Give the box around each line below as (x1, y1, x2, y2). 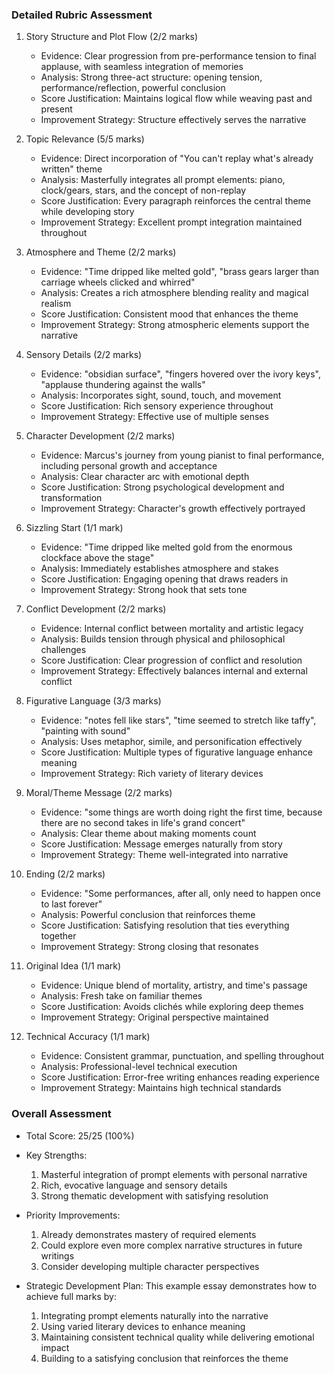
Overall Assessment (11, 1107, 112, 1121)
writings (40, 1249, 75, 1262)
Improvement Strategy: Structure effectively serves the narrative (40, 114, 307, 126)
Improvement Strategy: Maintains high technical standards (40, 1082, 282, 1094)
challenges (40, 644, 87, 656)
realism (40, 298, 72, 310)
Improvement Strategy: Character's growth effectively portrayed (40, 503, 306, 515)
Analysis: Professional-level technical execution (40, 1061, 238, 1073)
